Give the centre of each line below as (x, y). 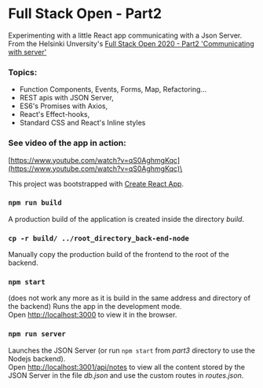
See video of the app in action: (68, 143)
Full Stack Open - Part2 (85, 14)
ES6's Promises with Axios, (64, 106)
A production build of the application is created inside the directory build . (126, 219)
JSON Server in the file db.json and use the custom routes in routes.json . (126, 375)
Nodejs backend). (37, 358)
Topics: (23, 72)
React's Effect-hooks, (55, 114)
